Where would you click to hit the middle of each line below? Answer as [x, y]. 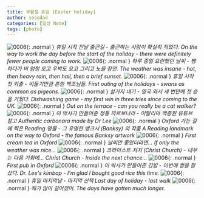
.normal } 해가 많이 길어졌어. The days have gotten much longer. [86, 188]
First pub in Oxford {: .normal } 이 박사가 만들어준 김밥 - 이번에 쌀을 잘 [101, 166]
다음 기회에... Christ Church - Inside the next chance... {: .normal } [104, 158]
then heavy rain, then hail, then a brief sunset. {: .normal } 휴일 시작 [100, 76]
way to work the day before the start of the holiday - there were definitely [99, 54]
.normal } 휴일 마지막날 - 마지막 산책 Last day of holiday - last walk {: [101, 181]
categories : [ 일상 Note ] [37, 23]
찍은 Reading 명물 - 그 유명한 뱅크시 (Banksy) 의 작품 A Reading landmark [103, 129]
